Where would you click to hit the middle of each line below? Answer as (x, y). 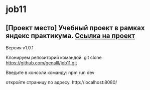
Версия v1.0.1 (20, 48)
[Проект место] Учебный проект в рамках (75, 28)
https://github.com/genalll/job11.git (41, 63)
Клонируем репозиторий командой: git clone (54, 57)
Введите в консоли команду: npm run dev (50, 72)
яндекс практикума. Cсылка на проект (70, 35)
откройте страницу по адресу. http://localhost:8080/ (61, 82)
